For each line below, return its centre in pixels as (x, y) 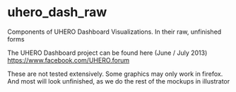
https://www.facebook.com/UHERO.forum (69, 60)
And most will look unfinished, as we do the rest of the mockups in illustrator (119, 81)
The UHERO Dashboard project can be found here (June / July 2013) (107, 53)
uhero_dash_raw (57, 12)
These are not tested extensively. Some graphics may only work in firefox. (115, 74)
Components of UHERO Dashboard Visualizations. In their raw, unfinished (114, 32)
